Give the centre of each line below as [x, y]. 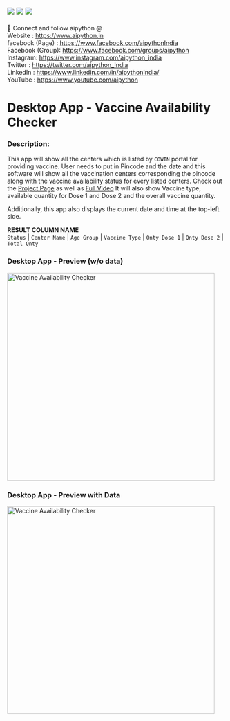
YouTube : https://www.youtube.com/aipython [73, 80]
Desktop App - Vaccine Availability [109, 107]
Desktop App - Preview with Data [64, 495]
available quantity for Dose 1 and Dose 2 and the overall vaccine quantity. [112, 196]
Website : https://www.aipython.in [55, 35]
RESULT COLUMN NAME [43, 230]
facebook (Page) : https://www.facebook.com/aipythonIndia [93, 43]
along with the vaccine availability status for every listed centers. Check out [115, 181]
